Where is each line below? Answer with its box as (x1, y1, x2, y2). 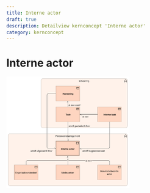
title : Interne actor (6, 10, 62, 16)
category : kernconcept (6, 29, 64, 35)
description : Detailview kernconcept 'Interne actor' (6, 23, 146, 29)
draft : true (6, 16, 37, 23)
